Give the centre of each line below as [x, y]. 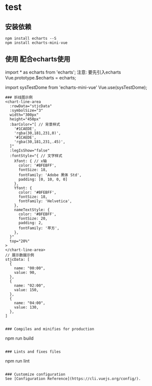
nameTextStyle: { [32, 210]
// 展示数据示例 [20, 255]
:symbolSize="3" [26, 110]
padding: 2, [31, 223]
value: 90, [25, 272]
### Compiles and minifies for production [50, 329]
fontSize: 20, [33, 218]
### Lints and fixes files [33, 352]
